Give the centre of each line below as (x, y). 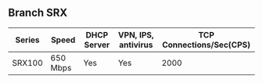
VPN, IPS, (136, 34)
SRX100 (27, 63)
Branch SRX (38, 13)
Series (28, 40)
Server (97, 45)
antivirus (136, 45)
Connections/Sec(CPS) (206, 45)
